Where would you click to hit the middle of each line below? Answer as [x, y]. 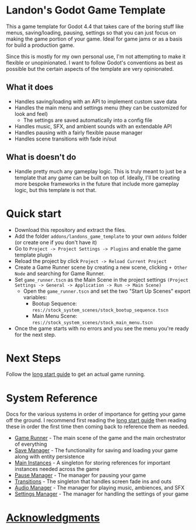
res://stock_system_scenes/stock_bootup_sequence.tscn [100, 310]
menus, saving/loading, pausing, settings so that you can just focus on [91, 32]
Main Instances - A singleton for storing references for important [92, 463]
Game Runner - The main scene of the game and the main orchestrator [100, 438]
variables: [35, 297]
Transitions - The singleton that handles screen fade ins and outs [93, 481]
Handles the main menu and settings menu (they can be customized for [101, 107]
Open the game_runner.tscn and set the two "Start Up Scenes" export [107, 291]
